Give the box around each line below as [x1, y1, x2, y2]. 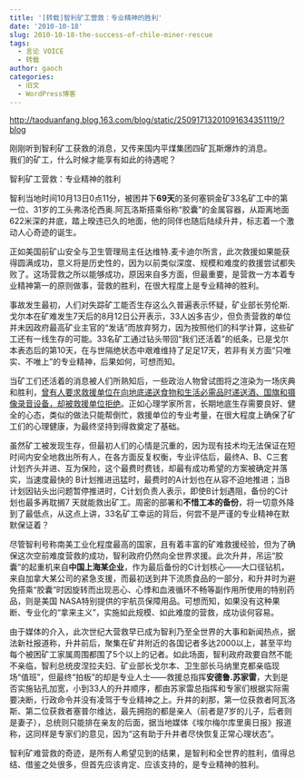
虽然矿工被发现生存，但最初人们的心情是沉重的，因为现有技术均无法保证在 [9, 439, 288, 450]
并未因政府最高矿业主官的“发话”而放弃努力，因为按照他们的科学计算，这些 [9, 321, 288, 332]
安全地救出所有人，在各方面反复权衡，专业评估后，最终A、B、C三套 [33, 451, 289, 462]
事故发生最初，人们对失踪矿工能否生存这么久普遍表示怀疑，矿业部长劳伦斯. [9, 299, 290, 310]
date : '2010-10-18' [9, 22, 84, 31]
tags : [9, 38, 30, 48]
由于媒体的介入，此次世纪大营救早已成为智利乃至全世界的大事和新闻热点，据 [9, 625, 296, 636]
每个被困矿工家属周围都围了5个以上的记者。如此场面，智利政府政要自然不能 [9, 648, 293, 659]
